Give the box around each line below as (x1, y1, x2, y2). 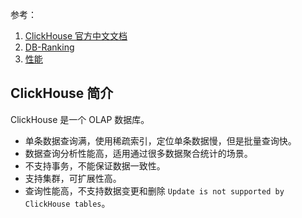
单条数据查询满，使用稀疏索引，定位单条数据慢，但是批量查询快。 (24, 134, 297, 147)
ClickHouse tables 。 (24, 197, 111, 209)
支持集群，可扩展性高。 (24, 172, 122, 184)
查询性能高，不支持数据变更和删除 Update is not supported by (24, 184, 285, 197)
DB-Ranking (24, 41, 75, 53)
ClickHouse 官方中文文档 (24, 30, 128, 42)
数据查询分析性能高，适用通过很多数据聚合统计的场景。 (24, 147, 253, 159)
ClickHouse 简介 (10, 85, 114, 102)
